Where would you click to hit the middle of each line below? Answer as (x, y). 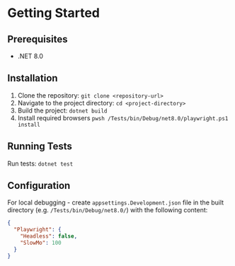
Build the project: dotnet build (62, 110)
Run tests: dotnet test (40, 163)
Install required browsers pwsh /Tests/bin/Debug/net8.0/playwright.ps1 (123, 117)
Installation (33, 78)
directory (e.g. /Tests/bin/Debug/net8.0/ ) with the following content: (108, 210)
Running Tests (40, 146)
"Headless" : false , (49, 236)
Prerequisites (38, 39)
